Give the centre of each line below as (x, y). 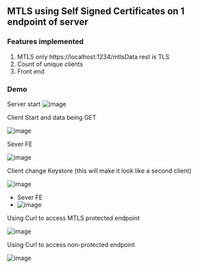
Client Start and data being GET (52, 117)
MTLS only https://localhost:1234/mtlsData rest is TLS (93, 56)
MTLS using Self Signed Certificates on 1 (96, 11)
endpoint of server (48, 22)
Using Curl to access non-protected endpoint (71, 244)
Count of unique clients (50, 64)
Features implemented (46, 42)
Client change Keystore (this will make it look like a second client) (99, 171)
